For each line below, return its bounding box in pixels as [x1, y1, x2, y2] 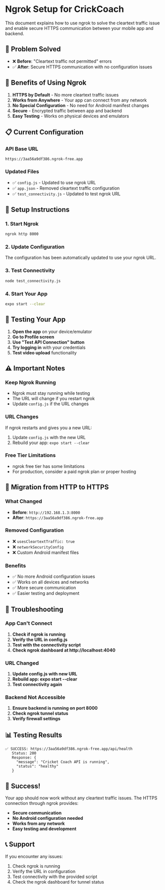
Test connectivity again [12, 681, 62, 687]
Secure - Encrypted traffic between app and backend [12, 108, 122, 113]
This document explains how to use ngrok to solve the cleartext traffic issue [5, 20, 160, 26]
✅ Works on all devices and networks [12, 579, 89, 585]
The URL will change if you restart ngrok [12, 396, 95, 402]
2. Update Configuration [5, 243, 65, 250]
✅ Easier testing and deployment [12, 590, 80, 596]
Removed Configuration [5, 527, 64, 534]
